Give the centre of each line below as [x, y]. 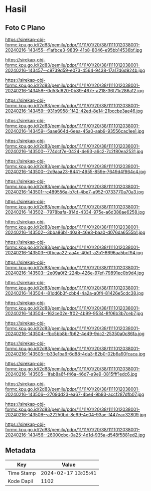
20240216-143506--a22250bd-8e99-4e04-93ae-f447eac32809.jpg [76, 414]
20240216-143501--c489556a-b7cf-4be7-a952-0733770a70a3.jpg [75, 192]
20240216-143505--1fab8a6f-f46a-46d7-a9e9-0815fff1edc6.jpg [72, 374]
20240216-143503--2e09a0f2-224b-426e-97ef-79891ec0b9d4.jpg [75, 273]
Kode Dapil [20, 481]
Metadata [20, 450]
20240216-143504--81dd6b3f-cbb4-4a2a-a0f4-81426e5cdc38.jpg [75, 293]
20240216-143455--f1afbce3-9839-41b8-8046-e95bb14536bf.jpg [74, 50]
